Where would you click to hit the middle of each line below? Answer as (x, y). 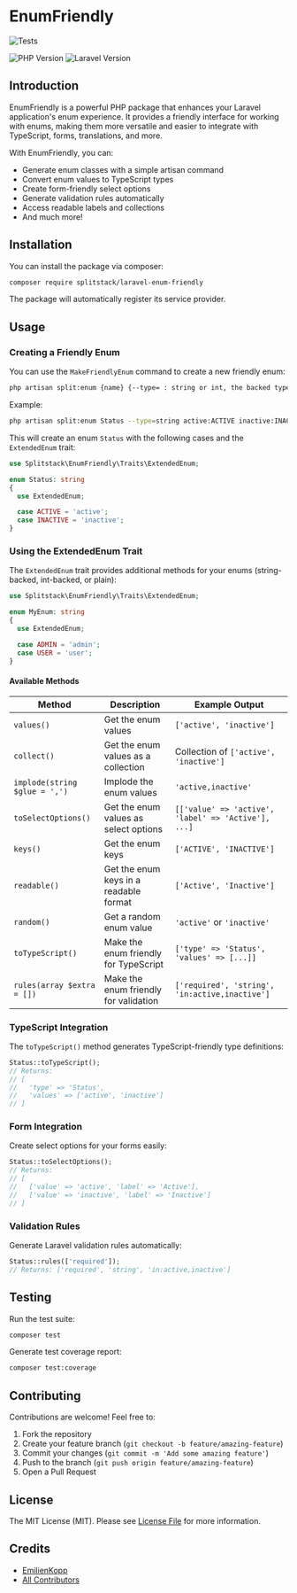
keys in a (122, 880)
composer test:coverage (53, 1368)
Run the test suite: (42, 1318)
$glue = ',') (41, 791)
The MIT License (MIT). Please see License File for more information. (135, 1520)
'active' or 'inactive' (222, 921)
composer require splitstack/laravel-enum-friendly (106, 282)
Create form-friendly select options (86, 189)
